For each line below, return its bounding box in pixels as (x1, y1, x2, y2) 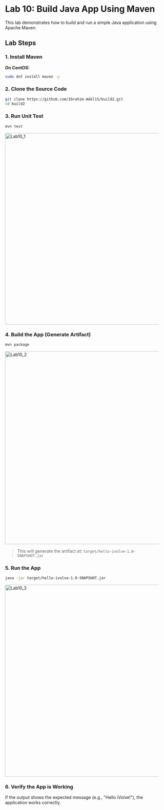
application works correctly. (5, 800, 61, 806)
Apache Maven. (5, 24, 37, 30)
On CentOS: (5, 64, 30, 70)
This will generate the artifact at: (17, 548, 82, 554)
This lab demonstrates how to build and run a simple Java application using (5, 20, 157, 25)
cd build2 (5, 101, 25, 106)
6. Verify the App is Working (5, 783, 73, 790)
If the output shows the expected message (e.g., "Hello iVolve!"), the (5, 794, 143, 800)
